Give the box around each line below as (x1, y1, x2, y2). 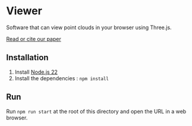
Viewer (6, 4, 43, 18)
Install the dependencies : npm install (14, 74, 109, 81)
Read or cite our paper (6, 35, 61, 42)
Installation (6, 52, 49, 63)
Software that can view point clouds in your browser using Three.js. (6, 24, 172, 31)
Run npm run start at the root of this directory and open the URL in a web (6, 108, 187, 115)
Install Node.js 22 (14, 68, 58, 75)
